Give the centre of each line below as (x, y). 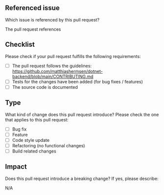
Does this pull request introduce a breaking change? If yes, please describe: (82, 178)
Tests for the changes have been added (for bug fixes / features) (77, 81)
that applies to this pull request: (37, 119)
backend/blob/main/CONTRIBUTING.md (53, 76)
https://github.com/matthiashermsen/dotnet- (57, 71)
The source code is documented (45, 87)
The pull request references (33, 29)
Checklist (20, 45)
